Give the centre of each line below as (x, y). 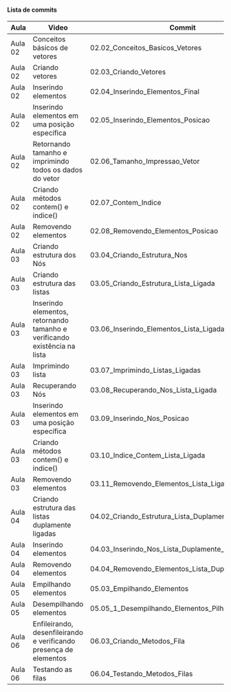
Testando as (53, 669)
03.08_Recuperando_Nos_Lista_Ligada (154, 390)
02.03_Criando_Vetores (128, 72)
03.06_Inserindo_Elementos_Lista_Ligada (157, 329)
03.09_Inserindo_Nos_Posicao (140, 418)
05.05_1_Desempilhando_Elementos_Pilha (159, 609)
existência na (54, 346)
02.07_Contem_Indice (126, 203)
